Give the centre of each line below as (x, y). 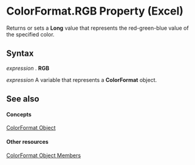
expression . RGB (28, 68)
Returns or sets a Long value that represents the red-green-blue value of (98, 28)
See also (23, 99)
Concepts (19, 114)
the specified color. (30, 34)
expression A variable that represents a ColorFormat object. (82, 79)
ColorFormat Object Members (43, 155)
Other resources (27, 141)
